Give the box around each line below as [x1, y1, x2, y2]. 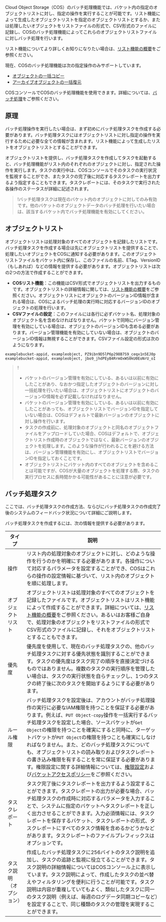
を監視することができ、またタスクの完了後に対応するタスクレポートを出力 [5, 173, 157, 179]
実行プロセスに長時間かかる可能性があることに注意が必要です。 [24, 474, 155, 480]
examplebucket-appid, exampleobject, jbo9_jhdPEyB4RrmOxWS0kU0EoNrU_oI [5, 356, 156, 361]
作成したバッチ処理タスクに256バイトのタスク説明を [26, 849, 150, 856]
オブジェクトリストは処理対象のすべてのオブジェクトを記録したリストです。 [5, 238, 161, 244]
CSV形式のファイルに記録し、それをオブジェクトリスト [26, 626, 156, 633]
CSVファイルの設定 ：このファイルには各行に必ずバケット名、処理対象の [12, 311, 161, 317]
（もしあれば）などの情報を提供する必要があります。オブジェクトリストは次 [5, 263, 161, 269]
